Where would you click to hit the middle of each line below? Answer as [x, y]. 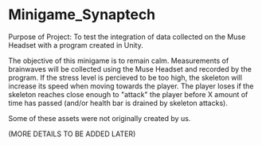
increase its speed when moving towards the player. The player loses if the [131, 86]
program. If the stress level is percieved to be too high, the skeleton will [125, 77]
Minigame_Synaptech [82, 15]
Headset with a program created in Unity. [76, 45]
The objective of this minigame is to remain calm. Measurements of [119, 61]
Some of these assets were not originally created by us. [100, 118]
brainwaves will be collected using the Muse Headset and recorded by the [130, 69]
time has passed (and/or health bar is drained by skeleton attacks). [118, 103]
